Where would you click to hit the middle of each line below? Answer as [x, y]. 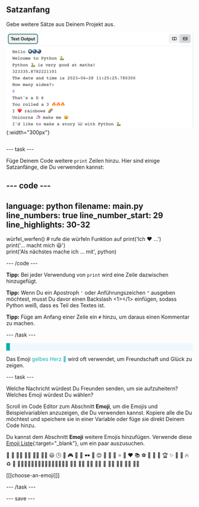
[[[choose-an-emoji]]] [33, 475]
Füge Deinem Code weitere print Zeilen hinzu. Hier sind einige [83, 160]
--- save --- [21, 498]
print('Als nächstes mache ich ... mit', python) [61, 251]
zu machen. [20, 323]
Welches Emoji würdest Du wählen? [50, 395]
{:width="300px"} [28, 132]
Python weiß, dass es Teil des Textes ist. [56, 305]
